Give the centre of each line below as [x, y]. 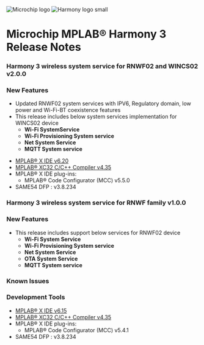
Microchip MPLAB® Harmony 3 [86, 34]
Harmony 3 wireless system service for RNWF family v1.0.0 [96, 203]
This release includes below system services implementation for [96, 117]
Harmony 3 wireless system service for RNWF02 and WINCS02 [102, 66]
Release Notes [44, 47]
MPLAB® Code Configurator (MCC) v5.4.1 [77, 330]
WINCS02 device [37, 123]
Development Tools [36, 297]
